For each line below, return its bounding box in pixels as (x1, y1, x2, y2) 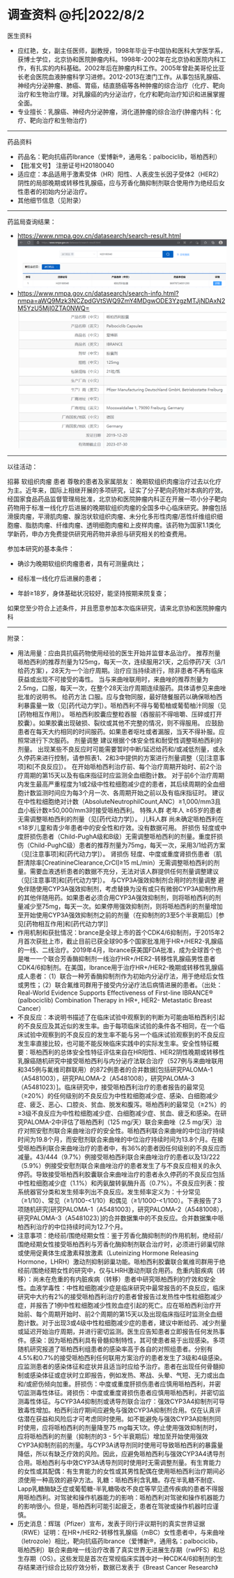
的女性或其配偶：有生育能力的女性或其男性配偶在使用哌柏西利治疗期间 (17, 1467, 219, 1475)
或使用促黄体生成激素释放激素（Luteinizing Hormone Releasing (17, 1248, 199, 1257)
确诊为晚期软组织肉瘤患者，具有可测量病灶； (17, 559, 146, 567)
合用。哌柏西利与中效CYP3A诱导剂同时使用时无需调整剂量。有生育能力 (17, 1458, 221, 1466)
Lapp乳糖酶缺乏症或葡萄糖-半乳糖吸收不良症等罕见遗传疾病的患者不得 (17, 1484, 218, 1493)
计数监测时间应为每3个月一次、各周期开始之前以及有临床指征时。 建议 (23, 788, 225, 797)
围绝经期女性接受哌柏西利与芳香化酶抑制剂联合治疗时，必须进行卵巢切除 (17, 1240, 225, 1248)
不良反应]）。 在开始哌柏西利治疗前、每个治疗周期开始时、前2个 (34, 762, 216, 770)
